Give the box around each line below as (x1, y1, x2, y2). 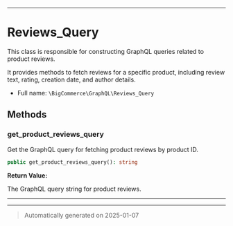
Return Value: (7, 171, 48, 180)
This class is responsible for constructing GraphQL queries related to (7, 47, 205, 55)
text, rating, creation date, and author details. (7, 75, 137, 84)
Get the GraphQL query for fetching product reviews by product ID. (7, 145, 199, 153)
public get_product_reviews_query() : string (7, 158, 138, 166)
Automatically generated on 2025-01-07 (24, 211, 139, 219)
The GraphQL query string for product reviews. (7, 185, 141, 193)
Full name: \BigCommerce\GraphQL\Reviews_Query (17, 88, 155, 97)
